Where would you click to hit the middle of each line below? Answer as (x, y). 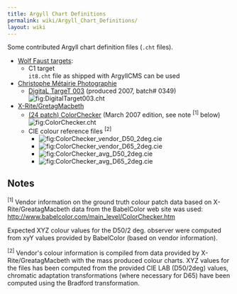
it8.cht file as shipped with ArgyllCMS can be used (104, 76)
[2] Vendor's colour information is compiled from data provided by (104, 252)
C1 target (42, 69)
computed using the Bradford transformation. (73, 283)
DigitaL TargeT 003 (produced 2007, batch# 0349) (102, 91)
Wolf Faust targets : (45, 61)
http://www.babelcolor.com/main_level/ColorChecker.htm (92, 217)
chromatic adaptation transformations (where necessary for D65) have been (119, 275)
